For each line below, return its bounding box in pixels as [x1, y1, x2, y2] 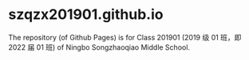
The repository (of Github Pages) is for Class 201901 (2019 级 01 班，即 [8, 32, 242, 42]
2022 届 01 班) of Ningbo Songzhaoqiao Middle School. [8, 42, 190, 52]
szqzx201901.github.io [8, 6, 164, 24]
